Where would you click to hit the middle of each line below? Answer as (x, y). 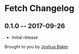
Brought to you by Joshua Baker (36, 47)
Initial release (25, 37)
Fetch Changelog (39, 8)
